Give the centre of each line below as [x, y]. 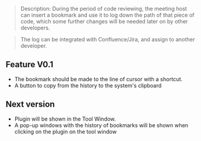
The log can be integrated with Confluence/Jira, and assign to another [108, 39]
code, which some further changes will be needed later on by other [104, 21]
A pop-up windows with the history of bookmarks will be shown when [101, 125]
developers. [35, 28]
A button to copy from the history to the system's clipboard [88, 85]
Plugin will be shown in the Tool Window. [65, 119]
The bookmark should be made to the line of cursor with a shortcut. [98, 79]
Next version [30, 104]
